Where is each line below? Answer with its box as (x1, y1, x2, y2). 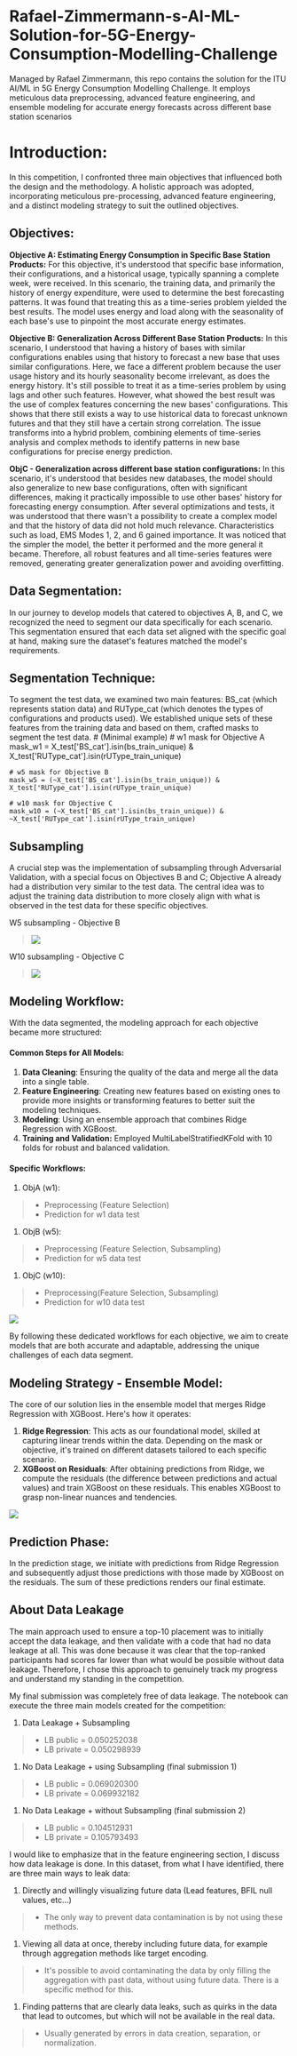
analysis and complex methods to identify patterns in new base (9, 436, 240, 447)
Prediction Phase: (9, 1534, 109, 1549)
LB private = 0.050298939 (43, 1744, 142, 1755)
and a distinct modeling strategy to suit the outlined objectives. (9, 200, 239, 211)
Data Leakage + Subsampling (21, 1717, 130, 1728)
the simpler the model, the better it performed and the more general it (9, 539, 263, 549)
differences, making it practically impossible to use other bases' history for (9, 492, 283, 502)
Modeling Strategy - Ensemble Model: (9, 1375, 223, 1390)
